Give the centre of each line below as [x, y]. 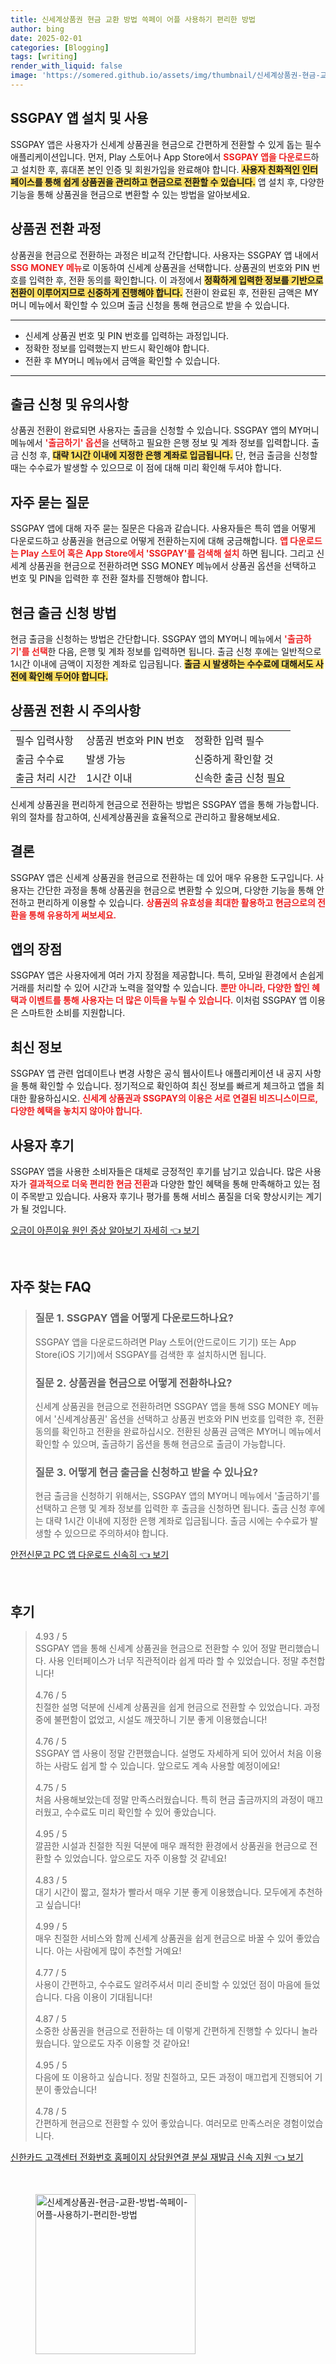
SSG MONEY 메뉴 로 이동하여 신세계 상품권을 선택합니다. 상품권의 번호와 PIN [160, 267]
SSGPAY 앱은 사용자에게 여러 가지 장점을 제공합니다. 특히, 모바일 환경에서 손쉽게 [167, 975]
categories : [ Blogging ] [60, 47]
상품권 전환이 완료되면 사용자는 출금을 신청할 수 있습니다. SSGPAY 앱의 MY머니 [165, 430]
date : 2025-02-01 [46, 38]
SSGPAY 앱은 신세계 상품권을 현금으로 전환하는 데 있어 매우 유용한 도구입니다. [162, 877]
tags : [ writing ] [44, 57]
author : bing [37, 29]
